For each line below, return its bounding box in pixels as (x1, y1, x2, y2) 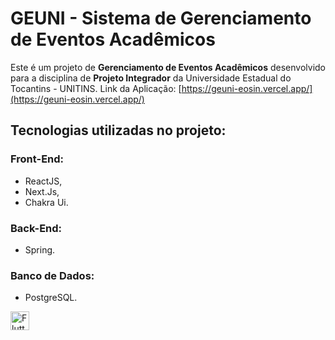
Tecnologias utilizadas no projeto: (10, 122, 227, 139)
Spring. (24, 243, 56, 256)
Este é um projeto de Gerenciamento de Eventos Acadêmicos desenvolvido (10, 61, 326, 73)
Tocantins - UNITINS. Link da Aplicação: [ (10, 82, 182, 94)
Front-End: (10, 152, 65, 166)
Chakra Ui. (24, 196, 69, 208)
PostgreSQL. (24, 292, 78, 304)
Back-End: (10, 221, 63, 235)
